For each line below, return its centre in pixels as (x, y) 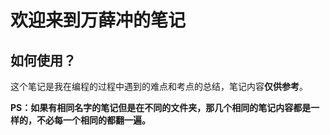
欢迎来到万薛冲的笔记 (98, 20)
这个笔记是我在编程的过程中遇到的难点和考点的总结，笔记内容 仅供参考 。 (159, 86)
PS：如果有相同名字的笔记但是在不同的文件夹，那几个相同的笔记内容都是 (161, 107)
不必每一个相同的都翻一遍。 (93, 120)
